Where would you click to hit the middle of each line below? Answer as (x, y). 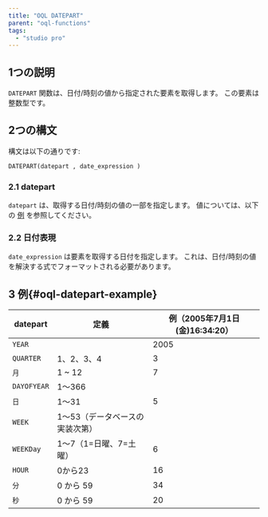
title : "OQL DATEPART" (46, 16)
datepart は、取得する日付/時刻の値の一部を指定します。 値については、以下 (134, 205)
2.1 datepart (32, 187)
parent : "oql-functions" (49, 23)
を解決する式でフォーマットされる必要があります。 (92, 266)
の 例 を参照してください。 (52, 215)
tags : (17, 30)
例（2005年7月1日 (204, 318)
